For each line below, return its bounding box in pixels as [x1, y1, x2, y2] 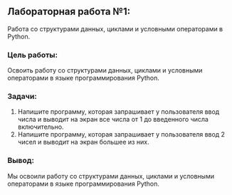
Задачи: [7, 92, 37, 102]
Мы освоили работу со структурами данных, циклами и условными [7, 172, 215, 180]
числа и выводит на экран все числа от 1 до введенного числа [17, 115, 209, 124]
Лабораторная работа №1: [7, 6, 131, 18]
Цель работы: [7, 50, 58, 60]
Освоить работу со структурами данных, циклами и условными [7, 66, 203, 75]
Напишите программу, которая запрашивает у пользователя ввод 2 [17, 130, 226, 139]
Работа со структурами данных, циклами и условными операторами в [7, 24, 223, 33]
